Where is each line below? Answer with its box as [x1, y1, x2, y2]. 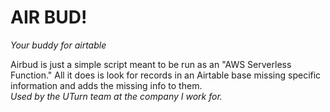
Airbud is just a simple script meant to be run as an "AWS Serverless [10, 58, 292, 70]
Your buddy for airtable [10, 39, 107, 51]
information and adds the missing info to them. [10, 79, 203, 91]
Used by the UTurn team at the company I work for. [10, 90, 223, 102]
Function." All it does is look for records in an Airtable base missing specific [10, 69, 322, 81]
